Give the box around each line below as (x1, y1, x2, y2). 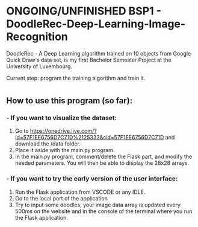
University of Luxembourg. (6, 62, 72, 70)
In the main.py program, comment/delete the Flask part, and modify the (14, 153, 193, 161)
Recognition (6, 30, 68, 43)
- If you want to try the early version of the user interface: (6, 174, 178, 183)
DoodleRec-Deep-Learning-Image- (6, 17, 186, 31)
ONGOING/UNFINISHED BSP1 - (6, 4, 161, 18)
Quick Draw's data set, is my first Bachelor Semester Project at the (6, 56, 172, 63)
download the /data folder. (14, 140, 81, 147)
